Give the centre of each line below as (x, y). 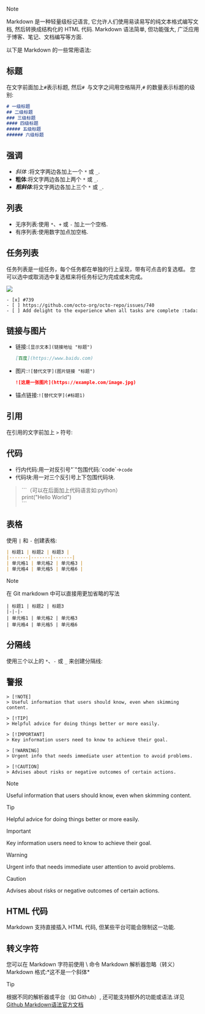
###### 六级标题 (25, 135)
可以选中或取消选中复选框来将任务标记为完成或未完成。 (76, 276)
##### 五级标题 (24, 129)
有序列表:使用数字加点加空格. (52, 232)
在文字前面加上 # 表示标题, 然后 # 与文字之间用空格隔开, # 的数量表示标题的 (98, 87)
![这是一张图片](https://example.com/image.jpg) (76, 383)
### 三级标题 (21, 118)
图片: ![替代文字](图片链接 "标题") (55, 371)
